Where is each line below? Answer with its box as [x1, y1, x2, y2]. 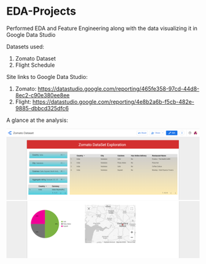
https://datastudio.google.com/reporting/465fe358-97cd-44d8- [37, 85, 200, 92]
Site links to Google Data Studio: [6, 73, 88, 80]
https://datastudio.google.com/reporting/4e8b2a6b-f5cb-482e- [32, 98, 195, 105]
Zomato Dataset [15, 55, 56, 62]
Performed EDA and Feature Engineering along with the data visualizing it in [6, 25, 198, 32]
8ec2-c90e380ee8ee [15, 91, 70, 99]
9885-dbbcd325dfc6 [15, 104, 69, 111]
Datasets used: [6, 43, 45, 50]
